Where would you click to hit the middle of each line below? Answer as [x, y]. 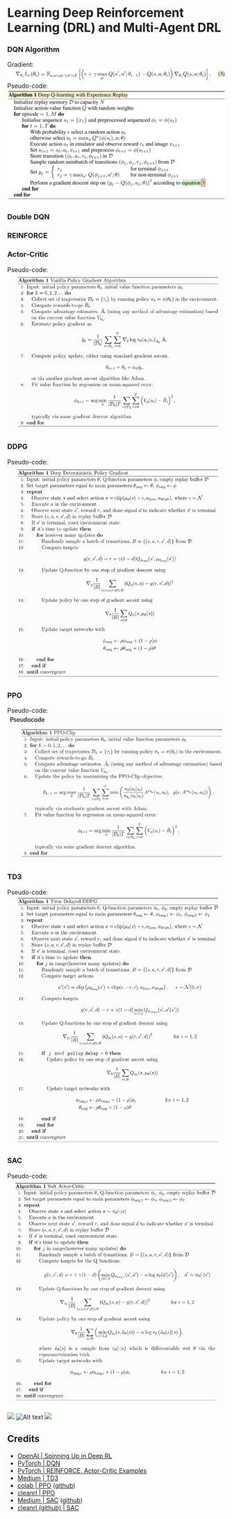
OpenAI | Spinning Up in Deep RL [65, 1456]
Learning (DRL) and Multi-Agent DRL [114, 28]
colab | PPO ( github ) [46, 1485]
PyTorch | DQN [39, 1463]
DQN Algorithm [34, 50]
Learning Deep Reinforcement [96, 13]
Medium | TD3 [38, 1478]
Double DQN [28, 217]
